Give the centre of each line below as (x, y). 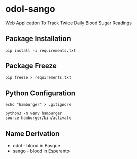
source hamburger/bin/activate (38, 118)
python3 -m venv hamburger (34, 114)
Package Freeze (31, 66)
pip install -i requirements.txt (41, 50)
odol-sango (30, 9)
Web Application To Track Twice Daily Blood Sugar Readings (68, 23)
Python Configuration (40, 93)
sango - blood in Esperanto (41, 151)
